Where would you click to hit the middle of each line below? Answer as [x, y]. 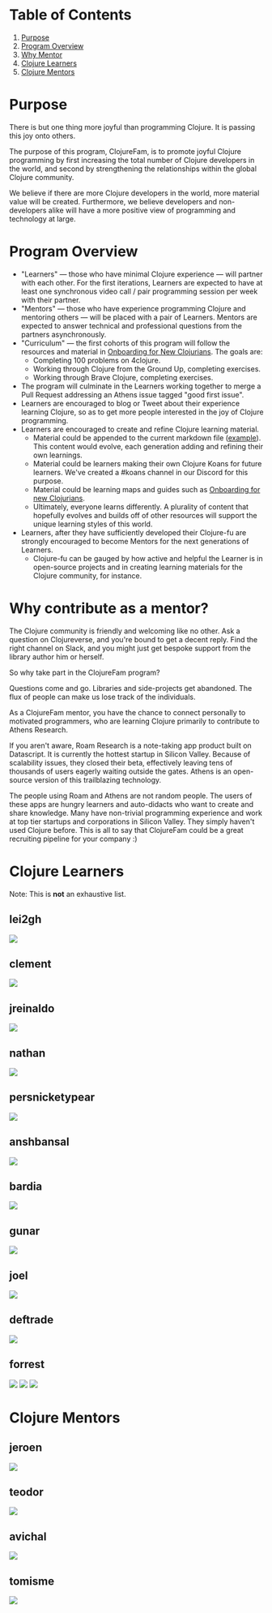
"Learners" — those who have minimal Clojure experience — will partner [142, 274]
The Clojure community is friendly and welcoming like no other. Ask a [125, 631]
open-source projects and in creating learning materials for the [138, 567]
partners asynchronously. [64, 334]
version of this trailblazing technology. [98, 779]
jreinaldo [32, 1008]
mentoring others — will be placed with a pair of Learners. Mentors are [139, 317]
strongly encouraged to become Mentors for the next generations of [135, 541]
